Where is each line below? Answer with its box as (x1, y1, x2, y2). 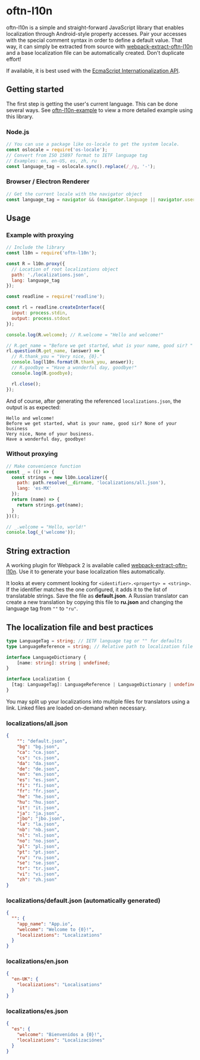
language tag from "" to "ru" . (6, 605, 79, 612)
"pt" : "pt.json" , (17, 849, 60, 855)
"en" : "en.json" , (17, 772, 60, 778)
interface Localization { (6, 676, 70, 682)
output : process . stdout (11, 315, 70, 321)
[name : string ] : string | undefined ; (17, 660, 111, 666)
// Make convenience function (6, 463, 82, 469)
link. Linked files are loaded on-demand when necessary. (6, 704, 147, 711)
